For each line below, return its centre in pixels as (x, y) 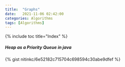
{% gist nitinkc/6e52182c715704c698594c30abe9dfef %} (63, 59)
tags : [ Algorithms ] (25, 23)
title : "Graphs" (23, 9)
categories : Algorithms (29, 18)
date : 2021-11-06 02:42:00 (34, 14)
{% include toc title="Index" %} (36, 36)
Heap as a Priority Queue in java (38, 47)
